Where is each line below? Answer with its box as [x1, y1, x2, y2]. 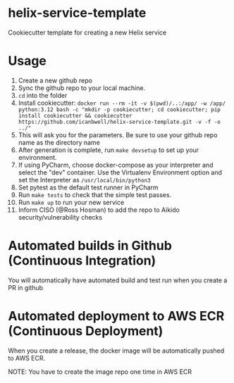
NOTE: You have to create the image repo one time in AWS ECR [8, 368, 192, 376]
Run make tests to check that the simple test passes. [18, 190, 172, 199]
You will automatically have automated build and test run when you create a [8, 276, 228, 284]
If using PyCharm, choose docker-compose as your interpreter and [18, 161, 214, 169]
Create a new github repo [18, 76, 92, 84]
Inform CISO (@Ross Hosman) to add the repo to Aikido [18, 206, 180, 214]
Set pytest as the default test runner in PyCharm [18, 183, 159, 191]
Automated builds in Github [8, 238, 172, 254]
